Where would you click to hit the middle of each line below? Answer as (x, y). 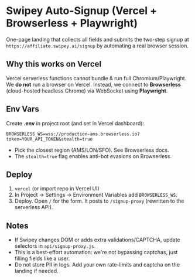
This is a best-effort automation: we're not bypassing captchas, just (96, 252)
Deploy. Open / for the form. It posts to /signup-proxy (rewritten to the (99, 201)
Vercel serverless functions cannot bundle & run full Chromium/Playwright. (96, 78)
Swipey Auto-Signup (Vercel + (81, 11)
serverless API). (34, 207)
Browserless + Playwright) (72, 23)
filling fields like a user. (42, 258)
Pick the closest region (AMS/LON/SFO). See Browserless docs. (92, 150)
